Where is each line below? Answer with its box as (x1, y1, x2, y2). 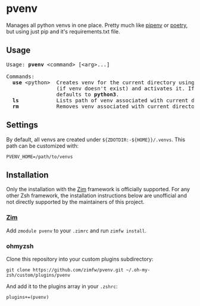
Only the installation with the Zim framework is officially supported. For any (6, 186, 190, 193)
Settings (6, 120, 39, 130)
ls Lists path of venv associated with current (12, 97, 189, 103)
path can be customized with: (6, 142, 79, 149)
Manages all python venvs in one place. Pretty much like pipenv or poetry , (6, 22, 188, 29)
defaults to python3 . (56, 91, 120, 97)
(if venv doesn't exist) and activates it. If (56, 85, 195, 91)
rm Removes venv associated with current (12, 103, 170, 109)
